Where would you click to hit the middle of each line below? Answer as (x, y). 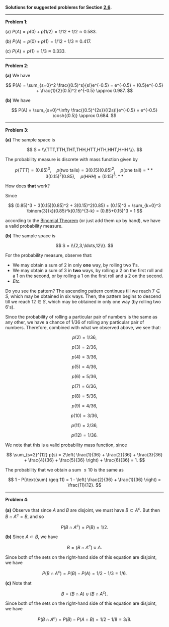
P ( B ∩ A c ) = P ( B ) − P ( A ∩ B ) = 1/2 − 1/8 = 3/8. (84, 619)
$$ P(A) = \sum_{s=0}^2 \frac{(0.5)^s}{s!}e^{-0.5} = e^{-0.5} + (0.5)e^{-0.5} (84, 85)
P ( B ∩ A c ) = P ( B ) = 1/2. (84, 527)
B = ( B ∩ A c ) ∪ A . (84, 547)
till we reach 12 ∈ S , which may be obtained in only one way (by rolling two (83, 302)
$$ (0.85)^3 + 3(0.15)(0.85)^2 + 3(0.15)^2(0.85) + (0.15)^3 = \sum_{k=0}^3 (84, 205)
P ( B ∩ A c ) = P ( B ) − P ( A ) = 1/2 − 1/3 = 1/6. (84, 572)
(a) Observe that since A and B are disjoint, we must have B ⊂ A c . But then (82, 510)
